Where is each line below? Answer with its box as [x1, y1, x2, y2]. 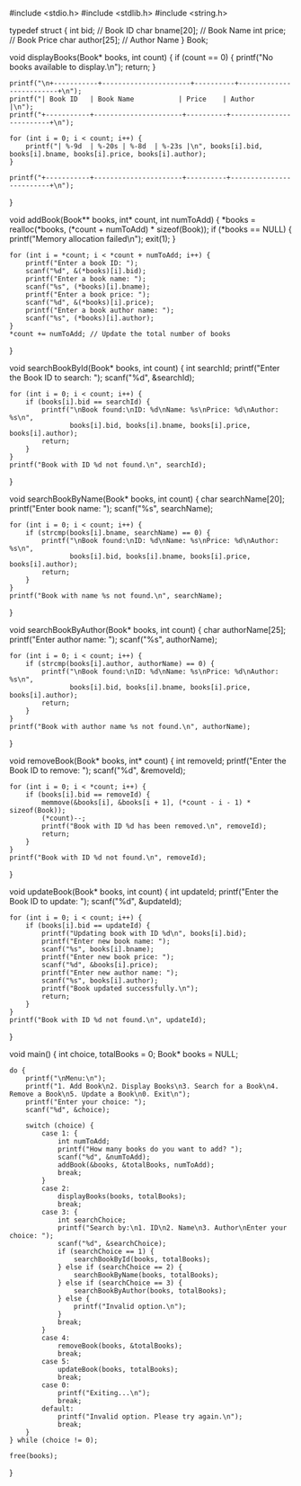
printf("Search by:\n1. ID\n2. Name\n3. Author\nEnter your [57, 1224, 288, 1232]
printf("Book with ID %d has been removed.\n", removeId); [41, 822, 268, 831]
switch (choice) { [25, 1121, 94, 1130]
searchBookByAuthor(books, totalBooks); [73, 1286, 227, 1295]
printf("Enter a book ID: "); [25, 259, 139, 268]
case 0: [41, 1381, 70, 1390]
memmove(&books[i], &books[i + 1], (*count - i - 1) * [41, 798, 252, 807]
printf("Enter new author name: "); [41, 968, 179, 977]
